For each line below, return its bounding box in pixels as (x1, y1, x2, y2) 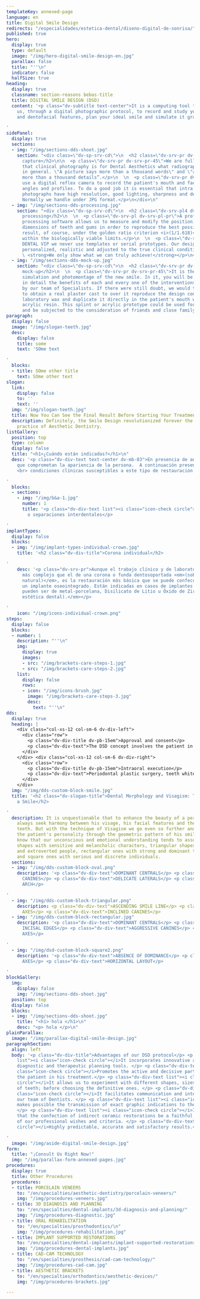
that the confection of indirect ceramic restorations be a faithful (17, 1113, 193, 1119)
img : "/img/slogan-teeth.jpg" (11, 407, 86, 413)
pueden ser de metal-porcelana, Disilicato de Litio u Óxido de (21, 588, 185, 594)
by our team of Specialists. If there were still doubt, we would (21, 285, 190, 291)
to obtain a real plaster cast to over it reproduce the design (21, 291, 185, 297)
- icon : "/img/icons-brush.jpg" (21, 688, 102, 694)
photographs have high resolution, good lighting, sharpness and (21, 191, 187, 197)
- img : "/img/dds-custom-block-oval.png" (11, 865, 116, 871)
